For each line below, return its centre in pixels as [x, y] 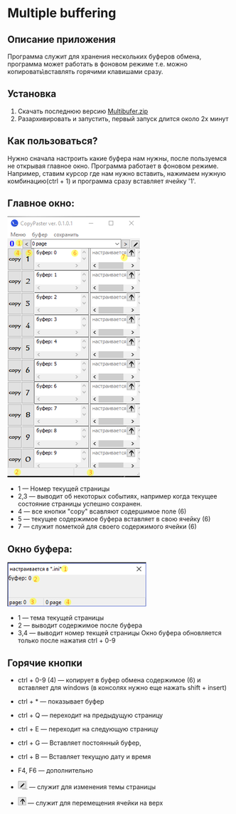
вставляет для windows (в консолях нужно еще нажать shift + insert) [122, 688]
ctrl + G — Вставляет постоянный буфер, [79, 743]
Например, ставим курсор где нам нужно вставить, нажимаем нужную [117, 173]
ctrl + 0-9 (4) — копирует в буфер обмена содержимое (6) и [109, 680]
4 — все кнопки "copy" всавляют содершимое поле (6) [102, 511]
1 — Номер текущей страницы [64, 489]
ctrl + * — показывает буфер [61, 701]
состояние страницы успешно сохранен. [80, 504]
